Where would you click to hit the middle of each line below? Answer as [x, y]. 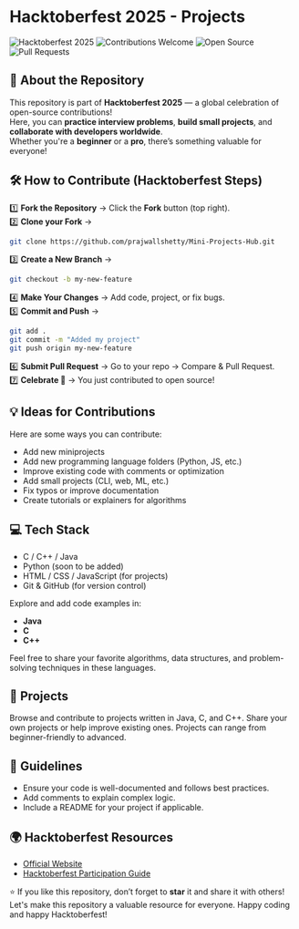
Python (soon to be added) [73, 566]
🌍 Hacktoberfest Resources [91, 837]
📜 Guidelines [46, 766]
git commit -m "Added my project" [75, 340]
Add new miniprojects [63, 451]
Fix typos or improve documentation [91, 490]
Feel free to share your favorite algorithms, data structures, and [129, 657]
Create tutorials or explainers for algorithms [104, 500]
